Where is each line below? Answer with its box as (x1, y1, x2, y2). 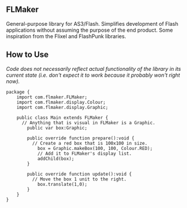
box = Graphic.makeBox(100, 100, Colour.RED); (37, 145, 153, 151)
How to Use (6, 50, 49, 60)
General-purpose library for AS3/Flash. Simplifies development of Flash (6, 20, 178, 27)
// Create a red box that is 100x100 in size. (32, 140, 148, 146)
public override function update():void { (27, 171, 132, 177)
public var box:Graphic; (27, 125, 88, 131)
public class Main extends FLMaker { (16, 114, 109, 121)
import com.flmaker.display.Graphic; (16, 104, 109, 110)
